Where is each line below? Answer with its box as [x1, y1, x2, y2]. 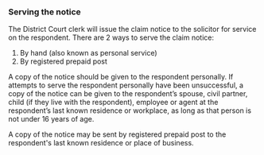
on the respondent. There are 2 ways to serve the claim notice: [8, 33, 215, 42]
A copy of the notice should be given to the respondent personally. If [8, 72, 234, 82]
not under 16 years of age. [8, 114, 95, 124]
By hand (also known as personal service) [19, 48, 157, 58]
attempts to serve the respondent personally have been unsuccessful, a [8, 80, 244, 90]
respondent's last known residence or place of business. [8, 138, 194, 148]
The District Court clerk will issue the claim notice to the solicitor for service [8, 25, 257, 34]
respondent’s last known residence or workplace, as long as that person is [8, 106, 252, 115]
